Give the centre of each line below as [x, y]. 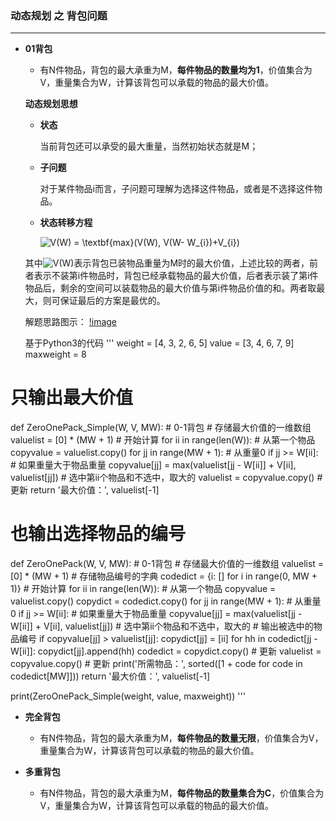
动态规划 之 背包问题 [59, 15]
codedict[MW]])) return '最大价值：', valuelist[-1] [110, 676]
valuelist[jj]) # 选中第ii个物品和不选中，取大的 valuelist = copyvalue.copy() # [166, 478]
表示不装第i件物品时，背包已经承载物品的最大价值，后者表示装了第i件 [176, 276]
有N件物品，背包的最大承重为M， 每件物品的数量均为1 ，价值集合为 [176, 70]
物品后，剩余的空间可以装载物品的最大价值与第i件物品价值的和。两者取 [170, 288]
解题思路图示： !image [71, 322]
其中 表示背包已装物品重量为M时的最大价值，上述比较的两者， [167, 263]
